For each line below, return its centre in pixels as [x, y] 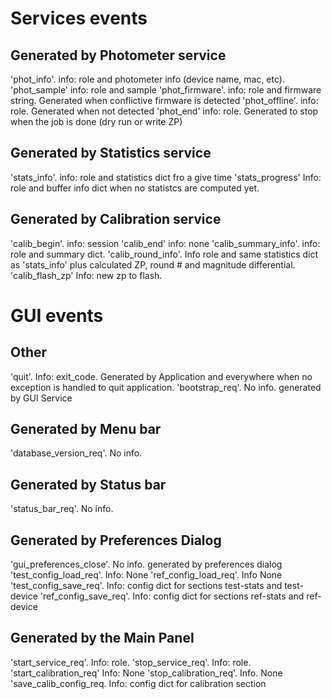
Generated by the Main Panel [102, 638]
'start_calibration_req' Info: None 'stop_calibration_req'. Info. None [146, 673]
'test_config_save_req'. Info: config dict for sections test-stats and [146, 586]
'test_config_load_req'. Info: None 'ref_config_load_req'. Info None [146, 575]
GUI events [57, 315]
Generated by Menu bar [86, 429]
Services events [79, 18]
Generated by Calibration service [116, 219]
